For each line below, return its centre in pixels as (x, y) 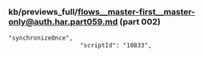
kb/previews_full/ (43, 12)
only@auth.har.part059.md (63, 21)
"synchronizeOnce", (41, 38)
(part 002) (140, 21)
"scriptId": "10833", (116, 46)
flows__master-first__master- (136, 12)
